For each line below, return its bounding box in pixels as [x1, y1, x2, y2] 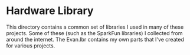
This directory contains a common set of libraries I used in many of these [6, 23, 184, 30]
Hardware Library [6, 4, 94, 18]
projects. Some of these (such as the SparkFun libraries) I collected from [6, 29, 183, 36]
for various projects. [6, 42, 55, 49]
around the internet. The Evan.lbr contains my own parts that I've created [6, 36, 184, 43]
